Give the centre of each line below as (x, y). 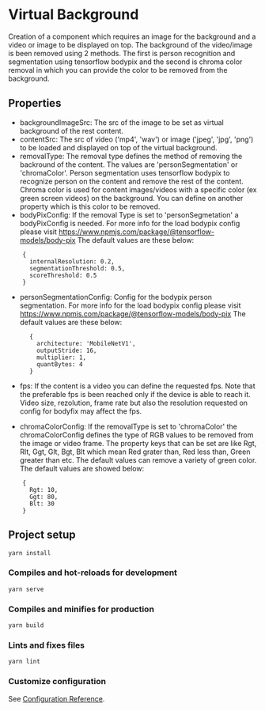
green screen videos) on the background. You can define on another (131, 198)
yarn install (30, 553)
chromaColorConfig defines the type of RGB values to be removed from (136, 435)
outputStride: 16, (67, 350)
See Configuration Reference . (57, 698)
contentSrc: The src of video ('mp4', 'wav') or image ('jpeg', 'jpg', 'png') (136, 139)
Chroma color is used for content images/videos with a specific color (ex (138, 189)
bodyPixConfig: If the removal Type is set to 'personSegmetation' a (129, 214)
